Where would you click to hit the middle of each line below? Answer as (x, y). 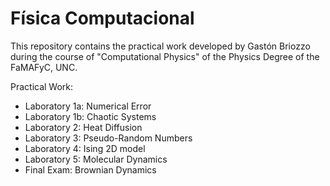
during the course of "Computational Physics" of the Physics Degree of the (165, 56)
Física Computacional (102, 18)
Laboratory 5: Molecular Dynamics (96, 159)
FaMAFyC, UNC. (44, 67)
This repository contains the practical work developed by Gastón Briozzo (160, 46)
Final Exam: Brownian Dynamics (90, 169)
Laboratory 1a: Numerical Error (88, 106)
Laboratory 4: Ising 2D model (85, 148)
